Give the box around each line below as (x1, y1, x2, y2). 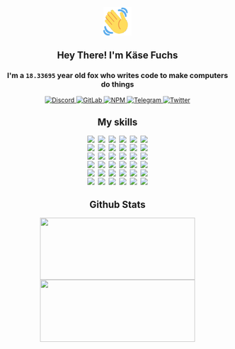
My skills (97, 116, 138, 128)
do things (101, 79, 134, 89)
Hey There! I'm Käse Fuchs (57, 50, 178, 62)
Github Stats (89, 199, 146, 211)
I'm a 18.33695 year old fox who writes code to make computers (6, 71, 229, 81)
